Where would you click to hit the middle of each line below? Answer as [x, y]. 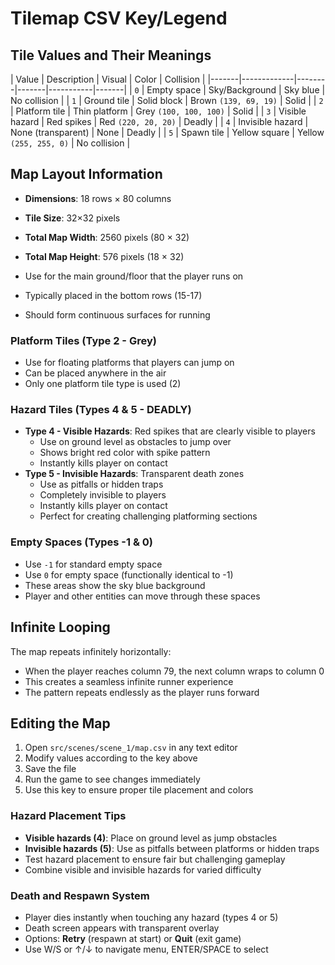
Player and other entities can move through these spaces [142, 596]
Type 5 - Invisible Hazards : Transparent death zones [134, 474]
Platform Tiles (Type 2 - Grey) [83, 340]
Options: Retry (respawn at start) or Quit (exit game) [133, 938]
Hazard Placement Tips [68, 816]
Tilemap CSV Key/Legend [119, 18]
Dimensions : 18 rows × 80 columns [98, 198]
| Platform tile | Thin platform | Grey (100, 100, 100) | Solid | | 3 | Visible [158, 111]
